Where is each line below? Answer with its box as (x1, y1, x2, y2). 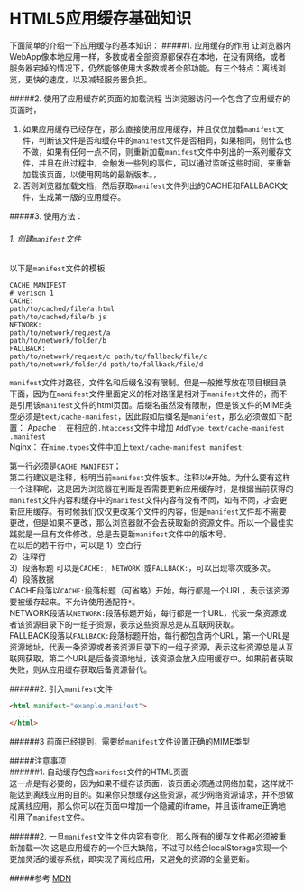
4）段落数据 (9, 574, 55, 584)
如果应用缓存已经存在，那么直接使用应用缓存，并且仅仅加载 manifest (22, 123, 277, 134)
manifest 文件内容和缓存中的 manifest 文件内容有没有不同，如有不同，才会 (9, 495, 280, 506)
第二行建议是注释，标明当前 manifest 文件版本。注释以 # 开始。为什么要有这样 (9, 472, 291, 483)
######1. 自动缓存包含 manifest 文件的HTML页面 (9, 766, 189, 777)
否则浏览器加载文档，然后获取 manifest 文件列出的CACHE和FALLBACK (22, 180, 280, 191)
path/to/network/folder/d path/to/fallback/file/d (9, 360, 204, 369)
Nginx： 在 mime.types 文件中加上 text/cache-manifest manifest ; (9, 441, 245, 452)
